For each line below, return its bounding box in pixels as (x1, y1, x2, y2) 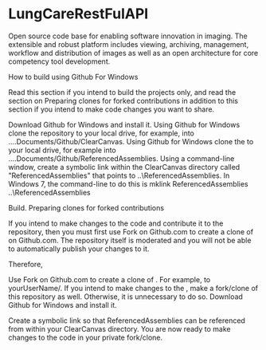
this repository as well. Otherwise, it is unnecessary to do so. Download (8, 292, 243, 301)
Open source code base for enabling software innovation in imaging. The (8, 31, 248, 41)
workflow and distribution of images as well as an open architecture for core (8, 48, 259, 57)
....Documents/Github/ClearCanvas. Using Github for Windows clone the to (8, 136, 254, 146)
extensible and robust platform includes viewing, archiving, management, (8, 39, 249, 49)
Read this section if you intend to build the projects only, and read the (8, 87, 237, 96)
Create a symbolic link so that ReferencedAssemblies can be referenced (8, 316, 245, 325)
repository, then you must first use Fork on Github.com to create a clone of (8, 226, 253, 236)
